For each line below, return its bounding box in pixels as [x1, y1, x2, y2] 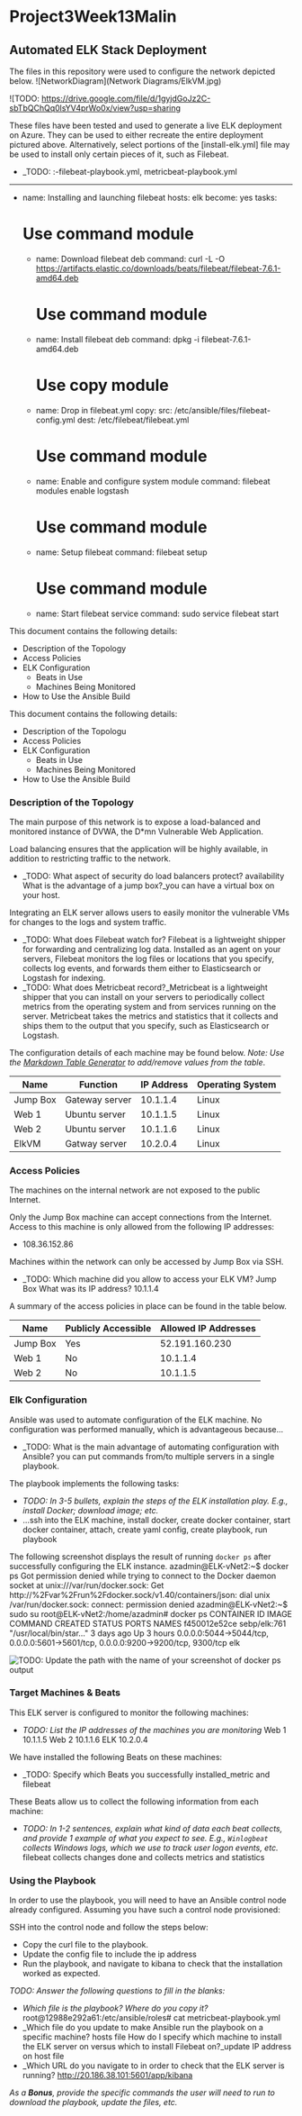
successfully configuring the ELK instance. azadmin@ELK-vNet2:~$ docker [9, 1560, 289, 1571]
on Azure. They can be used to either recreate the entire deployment [9, 130, 263, 141]
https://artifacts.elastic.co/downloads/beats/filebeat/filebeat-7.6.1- [35, 263, 281, 274]
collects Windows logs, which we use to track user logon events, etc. [22, 1842, 279, 1853]
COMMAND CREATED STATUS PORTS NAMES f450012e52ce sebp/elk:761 [9, 1618, 287, 1629]
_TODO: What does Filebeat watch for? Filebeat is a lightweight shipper [22, 934, 286, 945]
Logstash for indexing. [22, 972, 106, 983]
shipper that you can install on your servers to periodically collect [22, 991, 265, 1002]
